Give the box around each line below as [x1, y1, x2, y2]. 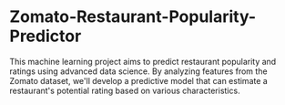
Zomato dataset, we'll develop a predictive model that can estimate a [9, 75, 269, 86]
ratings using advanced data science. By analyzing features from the [9, 66, 268, 77]
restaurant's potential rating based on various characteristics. [9, 85, 240, 96]
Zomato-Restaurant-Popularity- [9, 6, 257, 27]
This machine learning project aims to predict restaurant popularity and [9, 56, 277, 67]
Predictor [9, 26, 82, 47]
